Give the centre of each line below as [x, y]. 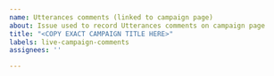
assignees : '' [36, 50]
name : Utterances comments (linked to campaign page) [112, 17]
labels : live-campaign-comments [69, 42]
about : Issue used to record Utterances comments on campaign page [137, 26]
